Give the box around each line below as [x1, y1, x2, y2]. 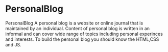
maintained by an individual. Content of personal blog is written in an [5, 25, 150, 31]
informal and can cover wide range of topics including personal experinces [5, 31, 163, 37]
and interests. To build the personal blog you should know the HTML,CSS [5, 36, 159, 42]
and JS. [5, 41, 21, 47]
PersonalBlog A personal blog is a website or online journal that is [5, 20, 143, 26]
